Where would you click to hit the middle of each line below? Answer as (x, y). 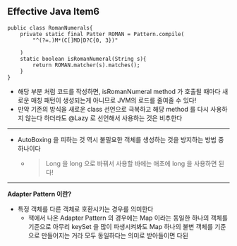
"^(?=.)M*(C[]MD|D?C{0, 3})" (75, 40)
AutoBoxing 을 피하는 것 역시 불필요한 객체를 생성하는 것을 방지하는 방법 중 (121, 139)
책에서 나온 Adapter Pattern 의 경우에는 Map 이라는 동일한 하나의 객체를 (128, 218)
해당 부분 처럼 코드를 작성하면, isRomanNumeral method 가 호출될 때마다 (119, 91)
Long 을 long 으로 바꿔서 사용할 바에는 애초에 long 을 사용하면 (131, 163)
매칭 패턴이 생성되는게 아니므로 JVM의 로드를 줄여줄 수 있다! (114, 100)
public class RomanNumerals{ (50, 28)
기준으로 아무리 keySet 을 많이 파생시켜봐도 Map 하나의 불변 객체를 (121, 226)
